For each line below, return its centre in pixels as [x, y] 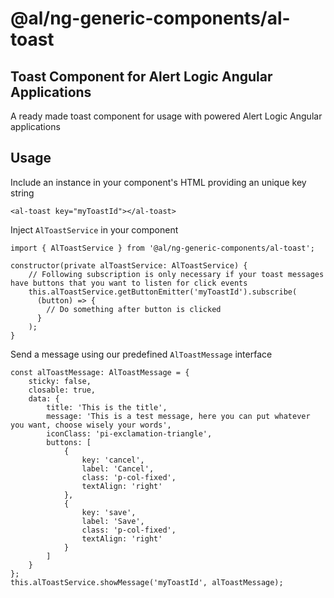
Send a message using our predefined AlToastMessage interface [141, 354]
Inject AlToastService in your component [94, 229]
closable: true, [62, 390]
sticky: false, [60, 381]
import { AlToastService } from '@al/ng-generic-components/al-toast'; [162, 248]
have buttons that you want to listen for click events [129, 283]
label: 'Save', [113, 521]
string [22, 193]
